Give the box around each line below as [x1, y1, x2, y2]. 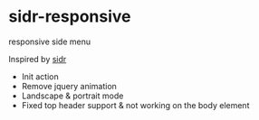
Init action [21, 70, 60, 82]
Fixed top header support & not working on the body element [21, 99, 250, 110]
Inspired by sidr [8, 53, 67, 64]
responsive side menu [8, 36, 91, 47]
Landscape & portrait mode [21, 90, 124, 101]
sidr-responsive [8, 6, 131, 27]
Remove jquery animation [21, 80, 117, 91]
